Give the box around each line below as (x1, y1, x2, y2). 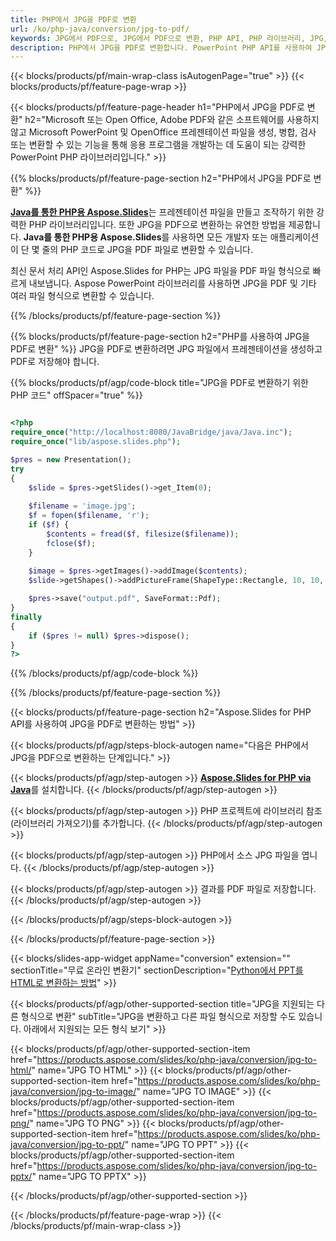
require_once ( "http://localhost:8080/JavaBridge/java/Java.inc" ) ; (10, 427, 293, 438)
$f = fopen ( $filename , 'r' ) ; (28, 511, 150, 521)
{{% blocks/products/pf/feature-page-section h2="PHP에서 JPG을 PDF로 (10, 172, 312, 185)
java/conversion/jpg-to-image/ (10, 1086, 137, 1098)
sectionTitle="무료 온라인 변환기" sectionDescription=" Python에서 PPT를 (10, 964, 304, 976)
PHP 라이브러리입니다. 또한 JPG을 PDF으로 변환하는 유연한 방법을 (28, 219, 287, 231)
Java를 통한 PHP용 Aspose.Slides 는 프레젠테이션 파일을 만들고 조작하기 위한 (10, 206, 315, 218)
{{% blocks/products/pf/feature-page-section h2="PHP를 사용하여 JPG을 (10, 331, 310, 343)
